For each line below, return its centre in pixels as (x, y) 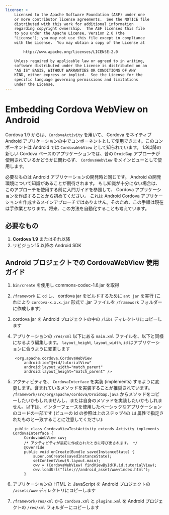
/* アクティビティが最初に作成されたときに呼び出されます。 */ (81, 443)
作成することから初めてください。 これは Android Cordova (79, 196)
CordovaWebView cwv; (45, 438)
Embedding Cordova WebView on (77, 109)
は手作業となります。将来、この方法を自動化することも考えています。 (77, 208)
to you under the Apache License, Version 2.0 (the (69, 33)
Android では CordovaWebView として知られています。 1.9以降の (97, 147)
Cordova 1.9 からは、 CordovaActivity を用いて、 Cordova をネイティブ (78, 135)
